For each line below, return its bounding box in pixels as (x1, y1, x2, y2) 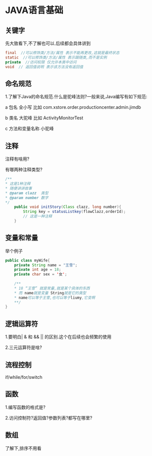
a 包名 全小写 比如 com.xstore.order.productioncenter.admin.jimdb (5, 104, 141, 110)
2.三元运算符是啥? (5, 344, 42, 351)
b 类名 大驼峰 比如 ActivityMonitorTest (5, 115, 84, 121)
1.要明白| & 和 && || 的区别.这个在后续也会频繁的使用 (5, 334, 112, 340)
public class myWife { (5, 258, 50, 263)
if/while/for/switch (5, 374, 42, 380)
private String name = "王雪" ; (14, 263, 78, 268)
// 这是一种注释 (23, 214, 52, 219)
